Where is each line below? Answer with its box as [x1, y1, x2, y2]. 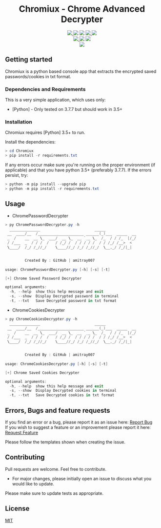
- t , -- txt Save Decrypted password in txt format [9, 298, 117, 303]
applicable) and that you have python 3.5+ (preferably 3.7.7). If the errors [5, 167, 152, 173]
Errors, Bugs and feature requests [5, 406, 111, 415]
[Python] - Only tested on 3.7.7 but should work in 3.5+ [12, 106, 123, 112]
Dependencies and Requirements [5, 85, 86, 92]
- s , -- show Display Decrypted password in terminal [9, 294, 119, 299]
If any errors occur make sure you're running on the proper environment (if [5, 162, 156, 168]
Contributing [5, 453, 45, 462]
